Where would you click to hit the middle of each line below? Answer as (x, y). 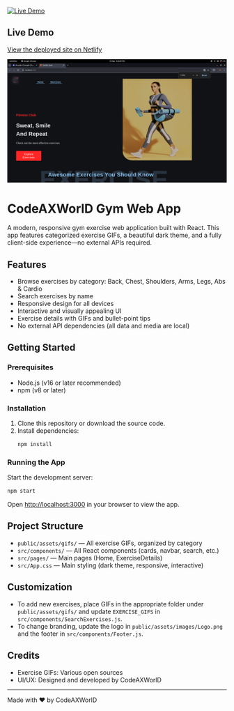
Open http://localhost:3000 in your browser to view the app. (93, 505)
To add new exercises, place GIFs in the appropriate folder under (110, 604)
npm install (34, 445)
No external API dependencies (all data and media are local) (103, 326)
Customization (40, 587)
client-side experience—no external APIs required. (79, 243)
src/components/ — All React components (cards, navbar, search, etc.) (118, 550)
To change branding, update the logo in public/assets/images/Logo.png (120, 626)
